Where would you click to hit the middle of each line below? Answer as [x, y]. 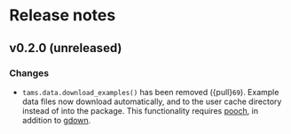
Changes [29, 73]
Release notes [63, 15]
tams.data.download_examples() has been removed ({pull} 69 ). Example [150, 92]
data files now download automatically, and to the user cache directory [152, 101]
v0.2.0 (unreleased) [66, 48]
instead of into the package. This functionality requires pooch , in [140, 110]
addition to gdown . [56, 120]
